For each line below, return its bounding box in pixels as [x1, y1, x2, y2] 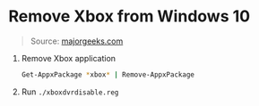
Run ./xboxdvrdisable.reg [21, 86, 119, 97]
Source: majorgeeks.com [30, 36, 124, 46]
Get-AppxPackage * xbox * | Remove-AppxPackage [21, 69, 194, 79]
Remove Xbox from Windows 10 [8, 6, 251, 27]
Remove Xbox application [21, 53, 117, 63]
